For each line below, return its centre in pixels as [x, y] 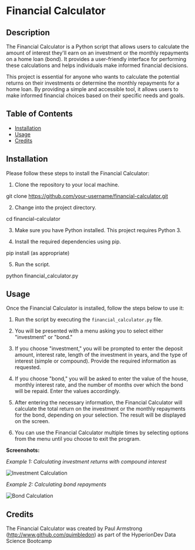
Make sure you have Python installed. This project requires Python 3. [98, 230]
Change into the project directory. [56, 207]
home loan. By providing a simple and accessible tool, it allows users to [92, 89]
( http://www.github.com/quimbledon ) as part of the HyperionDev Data [91, 535]
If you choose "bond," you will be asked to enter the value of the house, [101, 379]
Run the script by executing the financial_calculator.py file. [88, 320]
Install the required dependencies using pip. [68, 242]
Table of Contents [40, 114]
